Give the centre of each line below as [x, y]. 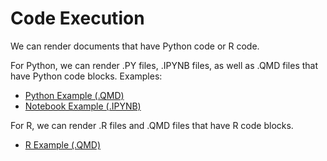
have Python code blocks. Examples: [86, 76]
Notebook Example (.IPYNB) [83, 106]
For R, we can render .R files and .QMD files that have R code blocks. [152, 125]
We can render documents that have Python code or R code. [135, 46]
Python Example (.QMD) [74, 95]
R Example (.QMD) [63, 144]
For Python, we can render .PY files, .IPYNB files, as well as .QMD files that [164, 65]
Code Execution [77, 18]
